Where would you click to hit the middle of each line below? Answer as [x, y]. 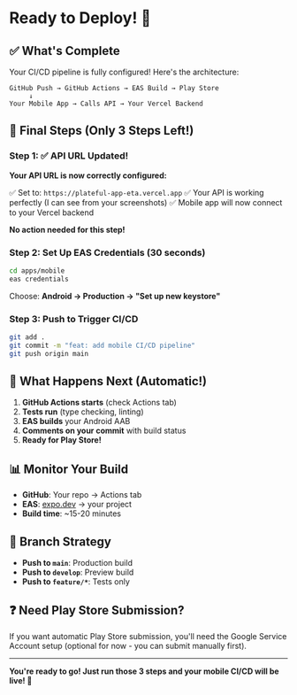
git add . [27, 337]
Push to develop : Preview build [78, 572]
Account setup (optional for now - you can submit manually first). [128, 645]
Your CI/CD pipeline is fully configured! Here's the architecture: [124, 72]
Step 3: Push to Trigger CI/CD [74, 319]
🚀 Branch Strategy [61, 541]
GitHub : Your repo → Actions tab [82, 495]
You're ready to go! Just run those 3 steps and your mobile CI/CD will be [145, 671]
